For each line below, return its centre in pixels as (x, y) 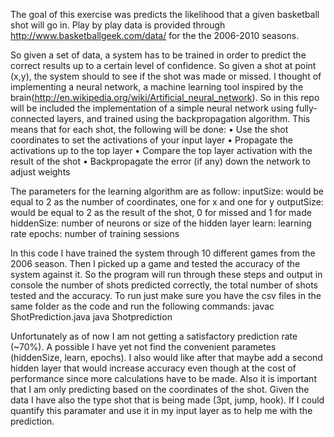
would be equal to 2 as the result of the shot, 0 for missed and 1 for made (161, 212)
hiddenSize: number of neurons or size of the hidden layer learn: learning (161, 223)
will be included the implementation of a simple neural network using (152, 108)
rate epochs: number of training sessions (95, 233)
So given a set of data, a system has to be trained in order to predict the (158, 55)
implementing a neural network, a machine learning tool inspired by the (157, 87)
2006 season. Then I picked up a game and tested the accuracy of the (155, 263)
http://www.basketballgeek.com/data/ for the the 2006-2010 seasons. (155, 35)
